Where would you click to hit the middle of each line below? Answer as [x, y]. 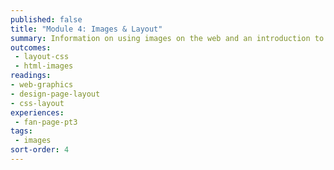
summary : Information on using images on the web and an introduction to [167, 38]
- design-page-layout [55, 94]
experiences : [37, 112]
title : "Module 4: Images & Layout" [86, 29]
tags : [21, 131]
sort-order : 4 [40, 150]
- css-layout [37, 103]
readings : [31, 76]
